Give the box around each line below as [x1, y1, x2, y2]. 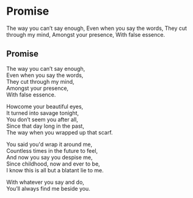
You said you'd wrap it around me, [6, 141, 93, 148]
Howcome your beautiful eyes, [6, 103, 84, 110]
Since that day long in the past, [6, 122, 84, 130]
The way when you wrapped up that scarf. [6, 128, 113, 136]
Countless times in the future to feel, [6, 147, 98, 154]
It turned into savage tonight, [6, 109, 79, 117]
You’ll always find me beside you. [6, 185, 90, 192]
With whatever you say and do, [6, 178, 84, 186]
